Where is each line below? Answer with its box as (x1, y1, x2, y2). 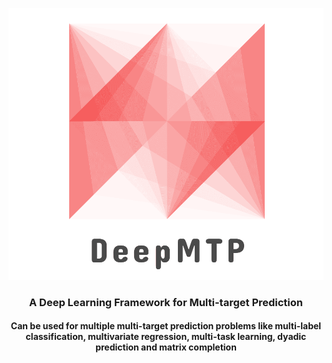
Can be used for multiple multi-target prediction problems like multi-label (10, 320, 322, 332)
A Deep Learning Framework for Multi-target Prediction (29, 295, 303, 309)
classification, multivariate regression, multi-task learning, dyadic (25, 331, 307, 343)
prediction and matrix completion (95, 341, 237, 353)
